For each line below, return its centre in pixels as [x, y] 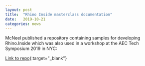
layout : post [19, 10]
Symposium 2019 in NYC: [31, 48]
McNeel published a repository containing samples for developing [73, 38]
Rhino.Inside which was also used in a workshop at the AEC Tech [72, 43]
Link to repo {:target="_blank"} [36, 58]
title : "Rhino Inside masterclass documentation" [59, 14]
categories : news [23, 24]
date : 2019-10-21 [25, 19]
